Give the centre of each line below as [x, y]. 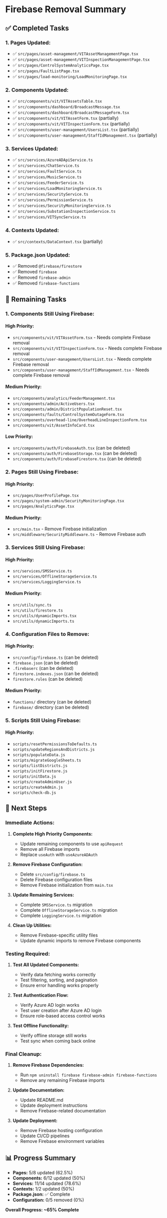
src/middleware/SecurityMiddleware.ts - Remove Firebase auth [79, 534]
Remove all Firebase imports [50, 849]
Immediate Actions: [30, 823]
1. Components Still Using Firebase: [50, 314]
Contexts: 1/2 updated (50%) [43, 1189]
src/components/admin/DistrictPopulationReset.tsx [67, 409]
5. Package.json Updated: [38, 255]
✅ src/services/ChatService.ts [46, 166]
